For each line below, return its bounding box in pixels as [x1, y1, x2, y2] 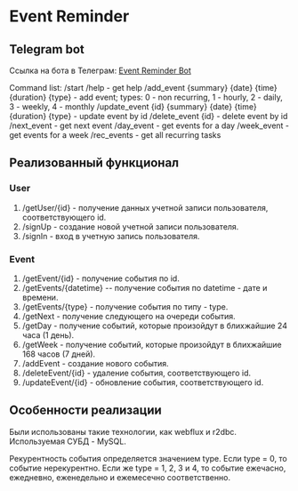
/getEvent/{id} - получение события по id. [21, 273, 180, 284]
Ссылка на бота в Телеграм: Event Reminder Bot [9, 65, 191, 76]
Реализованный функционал [9, 156, 180, 171]
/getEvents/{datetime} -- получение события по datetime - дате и [21, 282, 268, 293]
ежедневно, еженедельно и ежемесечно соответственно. [9, 471, 231, 482]
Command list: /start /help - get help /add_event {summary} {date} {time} [9, 83, 278, 93]
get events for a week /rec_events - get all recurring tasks [9, 130, 221, 140]
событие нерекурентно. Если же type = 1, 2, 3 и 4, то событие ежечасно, [9, 463, 286, 473]
